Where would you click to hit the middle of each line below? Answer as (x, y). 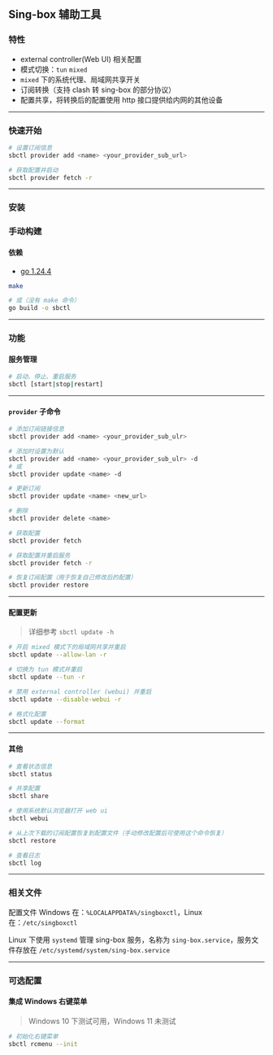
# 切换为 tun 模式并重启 (45, 669)
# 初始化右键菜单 (33, 1036)
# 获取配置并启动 (33, 170)
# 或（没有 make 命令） (44, 301)
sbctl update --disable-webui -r (65, 699)
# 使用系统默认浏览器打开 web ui (58, 811)
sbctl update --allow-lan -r (58, 655)
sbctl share (28, 796)
